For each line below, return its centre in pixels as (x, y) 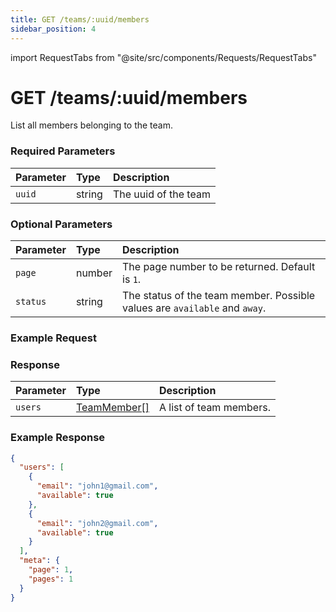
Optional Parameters (61, 224)
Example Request (53, 338)
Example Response (58, 438)
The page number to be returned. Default (219, 267)
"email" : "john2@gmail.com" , (97, 523)
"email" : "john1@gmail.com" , (97, 486)
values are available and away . (194, 308)
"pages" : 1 (51, 579)
